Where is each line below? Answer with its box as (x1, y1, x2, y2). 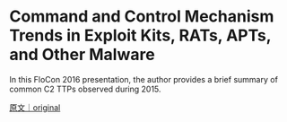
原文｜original (9, 101, 61, 113)
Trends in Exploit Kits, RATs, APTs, (9, 25, 272, 46)
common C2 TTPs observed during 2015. (9, 83, 161, 94)
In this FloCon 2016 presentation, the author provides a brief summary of (9, 74, 278, 84)
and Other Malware (9, 45, 155, 65)
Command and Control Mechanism (9, 6, 274, 27)
